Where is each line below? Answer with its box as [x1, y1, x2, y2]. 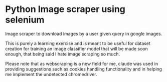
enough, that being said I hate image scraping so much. [5, 51, 120, 57]
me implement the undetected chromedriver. [5, 71, 98, 77]
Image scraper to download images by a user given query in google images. [5, 30, 162, 36]
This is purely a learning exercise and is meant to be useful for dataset [5, 40, 150, 46]
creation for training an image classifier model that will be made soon [5, 45, 148, 51]
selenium [5, 14, 45, 25]
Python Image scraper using [5, 3, 125, 15]
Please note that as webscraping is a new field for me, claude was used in [5, 60, 158, 66]
